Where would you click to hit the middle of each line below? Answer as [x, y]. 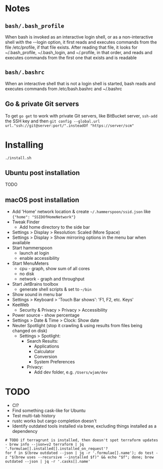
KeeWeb [20, 305]
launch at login [34, 253]
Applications [47, 346]
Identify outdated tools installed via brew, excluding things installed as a [84, 426]
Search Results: [42, 341]
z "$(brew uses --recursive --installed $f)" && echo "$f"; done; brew [79, 457]
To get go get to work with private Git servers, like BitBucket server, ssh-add [81, 116]
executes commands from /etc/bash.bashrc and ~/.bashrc [64, 89]
